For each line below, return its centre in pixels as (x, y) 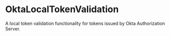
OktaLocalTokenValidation (62, 9)
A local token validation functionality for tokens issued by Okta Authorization (85, 23)
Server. (13, 28)
